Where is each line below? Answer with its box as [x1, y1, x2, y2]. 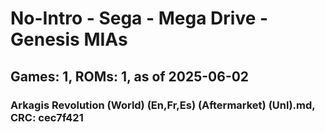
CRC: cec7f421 [10, 110, 84, 124]
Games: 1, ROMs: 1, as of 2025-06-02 [10, 68, 250, 85]
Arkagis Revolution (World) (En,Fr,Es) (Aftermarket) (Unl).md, [10, 98, 316, 112]
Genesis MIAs [10, 28, 128, 51]
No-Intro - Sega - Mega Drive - [10, 7, 269, 30]
